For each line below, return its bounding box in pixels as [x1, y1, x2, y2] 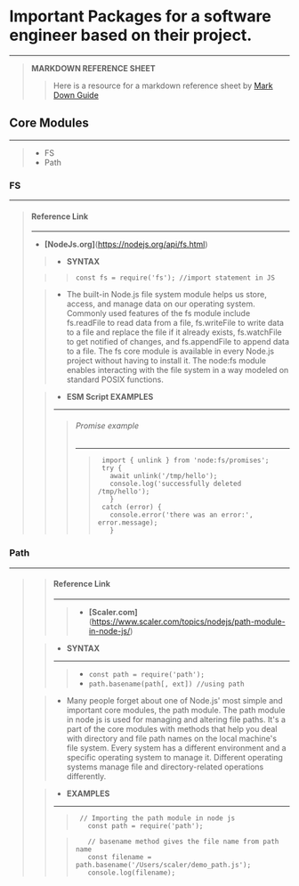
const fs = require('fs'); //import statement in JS [75, 273, 276, 282]
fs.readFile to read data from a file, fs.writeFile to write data [66, 318, 285, 329]
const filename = [87, 852, 152, 861]
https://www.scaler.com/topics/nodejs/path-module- [92, 616, 287, 627]
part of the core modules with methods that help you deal [66, 723, 278, 734]
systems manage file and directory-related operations [66, 761, 264, 772]
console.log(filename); [87, 868, 176, 877]
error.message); [97, 518, 158, 527]
